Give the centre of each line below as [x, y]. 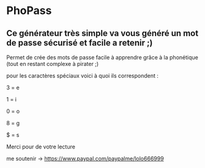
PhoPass [29, 11]
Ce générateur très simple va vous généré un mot [102, 33]
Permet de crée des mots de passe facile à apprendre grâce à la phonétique [102, 57]
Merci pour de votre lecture [41, 147]
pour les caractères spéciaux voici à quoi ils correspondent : [83, 76]
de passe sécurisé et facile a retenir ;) [80, 42]
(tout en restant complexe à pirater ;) [53, 64]
